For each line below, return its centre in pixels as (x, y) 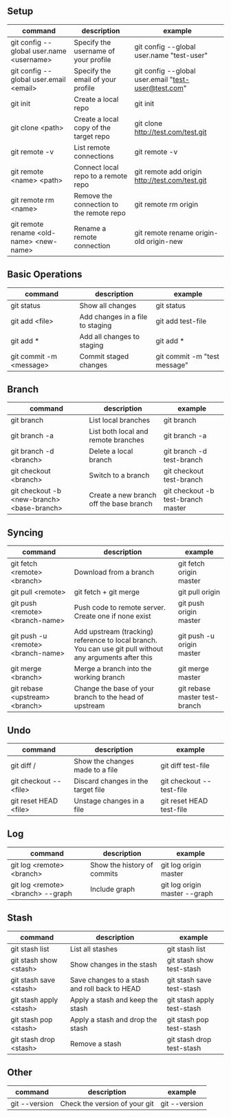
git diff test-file (185, 766)
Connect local (96, 167)
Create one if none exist (112, 616)
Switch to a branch (119, 475)
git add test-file (181, 321)
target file (89, 790)
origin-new (165, 241)
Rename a (90, 228)
